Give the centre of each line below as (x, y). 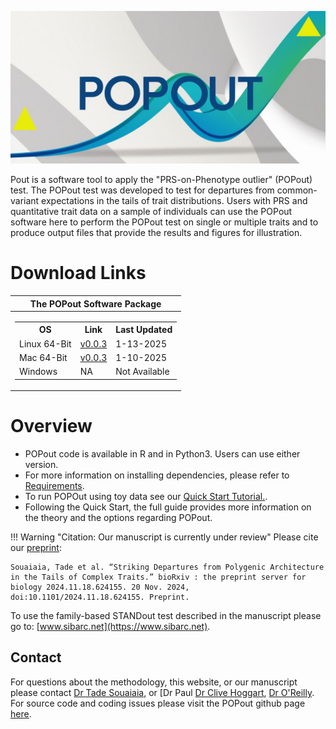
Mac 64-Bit (43, 357)
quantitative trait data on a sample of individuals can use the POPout (151, 212)
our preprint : (36, 547)
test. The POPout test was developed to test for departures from (142, 190)
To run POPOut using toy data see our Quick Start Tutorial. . (146, 496)
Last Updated (144, 330)
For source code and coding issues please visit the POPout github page (158, 703)
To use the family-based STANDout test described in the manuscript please (166, 615)
